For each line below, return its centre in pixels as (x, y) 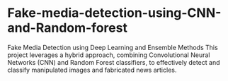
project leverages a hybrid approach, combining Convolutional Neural (109, 55)
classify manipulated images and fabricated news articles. (92, 70)
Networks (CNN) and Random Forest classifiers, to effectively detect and (114, 62)
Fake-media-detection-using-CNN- (114, 13)
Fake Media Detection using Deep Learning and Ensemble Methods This (113, 47)
